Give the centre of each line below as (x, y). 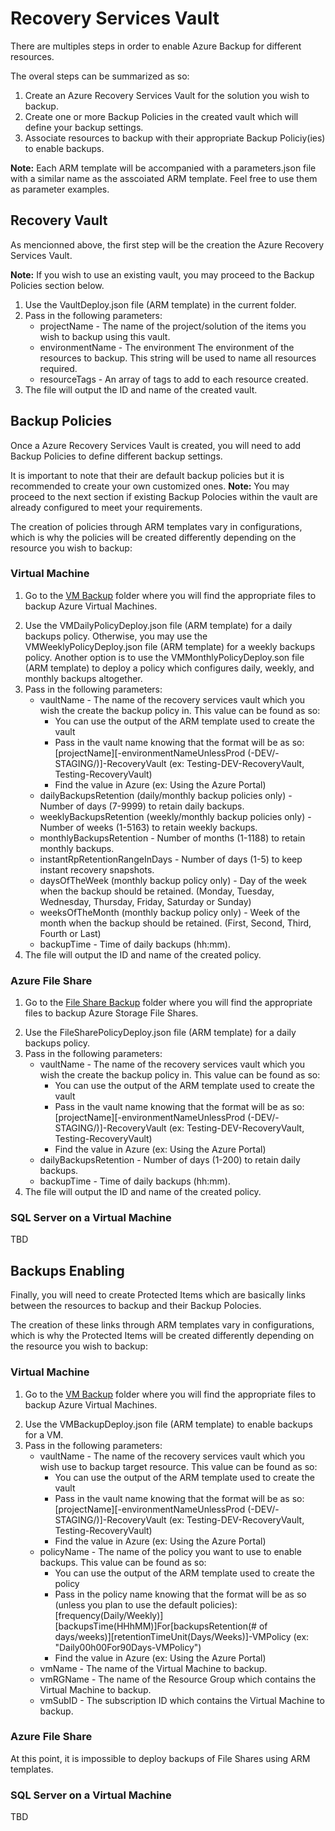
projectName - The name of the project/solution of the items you (173, 326)
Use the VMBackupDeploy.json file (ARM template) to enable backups (168, 1424)
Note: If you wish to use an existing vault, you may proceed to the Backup (162, 274)
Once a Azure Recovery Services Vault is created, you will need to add (156, 445)
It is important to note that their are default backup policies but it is (147, 475)
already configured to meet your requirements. (106, 507)
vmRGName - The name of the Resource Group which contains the (178, 1679)
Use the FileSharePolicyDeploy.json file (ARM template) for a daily (160, 1033)
